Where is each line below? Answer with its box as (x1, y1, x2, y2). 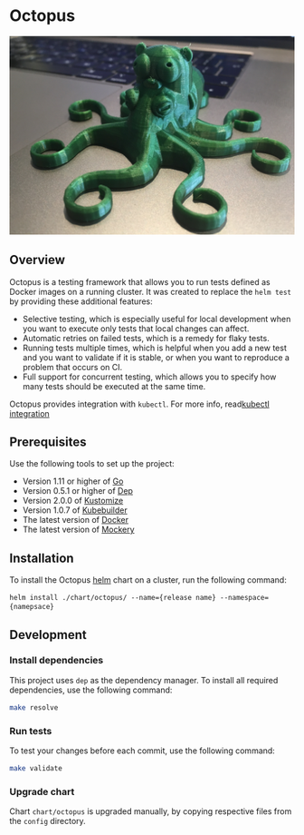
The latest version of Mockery (22, 524, 135, 535)
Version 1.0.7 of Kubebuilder (22, 505, 128, 516)
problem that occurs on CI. (22, 361, 123, 372)
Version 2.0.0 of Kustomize (22, 496, 124, 506)
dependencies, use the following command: (9, 684, 173, 695)
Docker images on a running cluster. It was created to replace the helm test (9, 286, 292, 297)
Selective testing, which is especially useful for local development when (22, 313, 291, 324)
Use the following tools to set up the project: (9, 458, 175, 469)
